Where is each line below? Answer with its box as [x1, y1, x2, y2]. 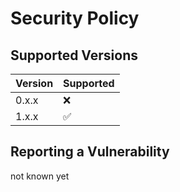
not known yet [10, 170, 70, 182]
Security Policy [10, 7, 140, 30]
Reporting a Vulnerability [10, 143, 170, 161]
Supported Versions [10, 47, 138, 64]
